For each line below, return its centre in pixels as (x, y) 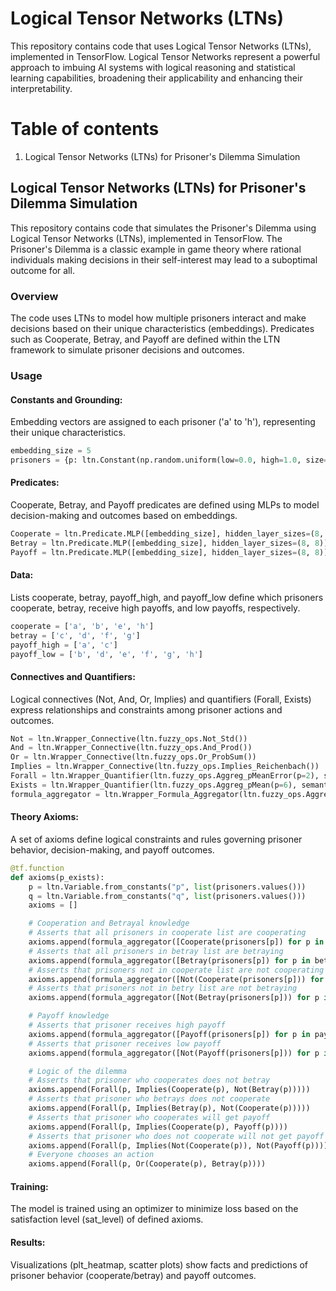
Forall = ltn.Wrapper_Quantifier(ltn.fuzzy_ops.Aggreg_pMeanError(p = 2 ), (165, 776)
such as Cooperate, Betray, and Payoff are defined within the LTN (145, 339)
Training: (29, 1186)
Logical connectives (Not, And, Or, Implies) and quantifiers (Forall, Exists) (161, 699)
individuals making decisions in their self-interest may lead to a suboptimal (164, 259)
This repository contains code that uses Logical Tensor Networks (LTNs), (161, 46)
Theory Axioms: (44, 817)
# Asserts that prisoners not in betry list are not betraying (163, 988)
